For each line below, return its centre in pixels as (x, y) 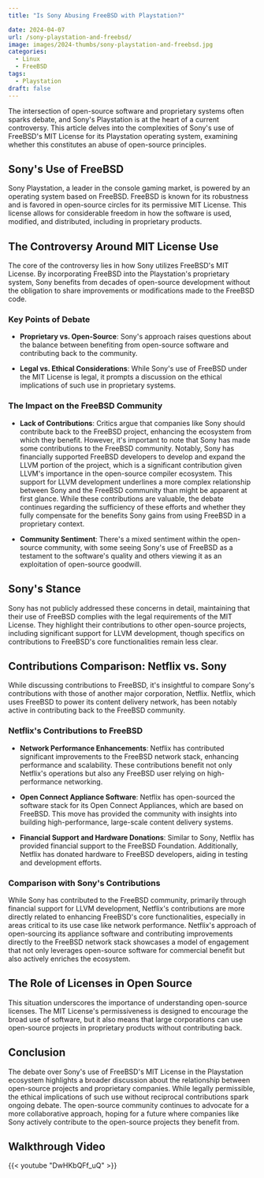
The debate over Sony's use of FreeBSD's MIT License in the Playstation (126, 1071)
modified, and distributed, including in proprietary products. (105, 222)
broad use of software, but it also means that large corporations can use (126, 1019)
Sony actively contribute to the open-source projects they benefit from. (124, 1122)
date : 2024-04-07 (37, 30)
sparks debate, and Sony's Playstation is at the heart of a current (113, 119)
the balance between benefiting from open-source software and (124, 345)
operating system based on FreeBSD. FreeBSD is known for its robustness (128, 196)
